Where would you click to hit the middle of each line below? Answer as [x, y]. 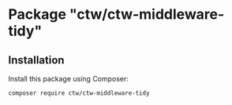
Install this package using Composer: [68, 79]
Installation [36, 60]
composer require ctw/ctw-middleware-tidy [79, 93]
